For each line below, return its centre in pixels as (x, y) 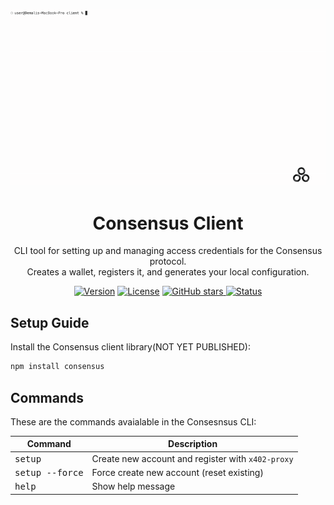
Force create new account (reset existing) (177, 472)
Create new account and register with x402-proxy (192, 458)
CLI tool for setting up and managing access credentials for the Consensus (168, 251)
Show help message (133, 486)
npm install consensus (57, 367)
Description (193, 444)
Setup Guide (50, 322)
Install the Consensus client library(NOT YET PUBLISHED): (130, 347)
